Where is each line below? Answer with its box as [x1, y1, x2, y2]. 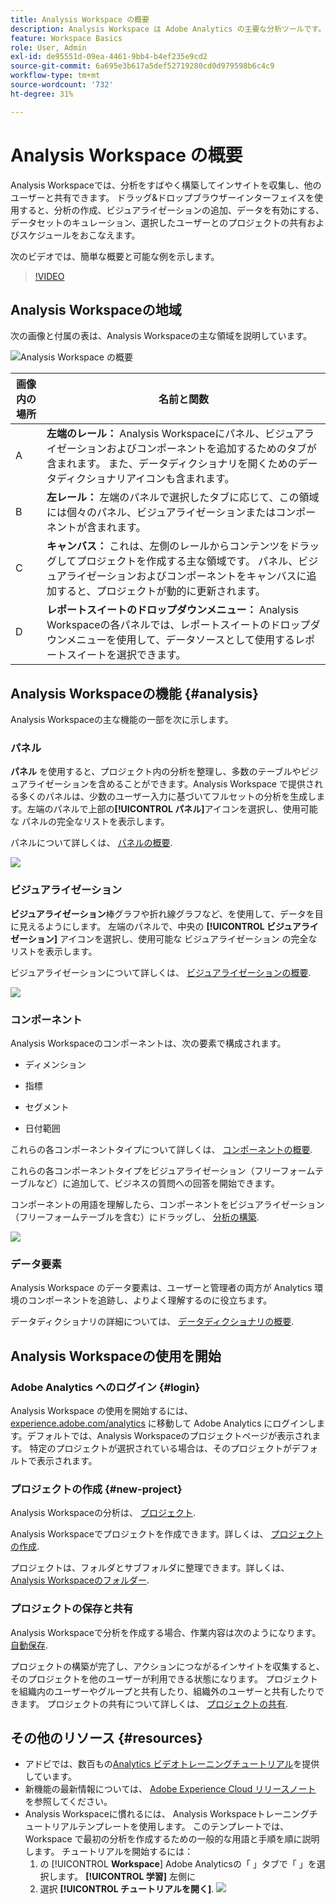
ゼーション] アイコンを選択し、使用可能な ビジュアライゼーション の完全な [10, 932, 318, 945]
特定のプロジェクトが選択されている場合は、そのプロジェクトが [29, 1442, 293, 1455]
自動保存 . [10, 1639, 49, 1651]
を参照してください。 [24, 1796, 113, 1808]
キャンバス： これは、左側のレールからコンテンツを [46, 539, 290, 553]
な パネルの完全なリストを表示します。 [10, 816, 170, 828]
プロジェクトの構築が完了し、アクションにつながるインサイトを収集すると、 [10, 1660, 325, 1672]
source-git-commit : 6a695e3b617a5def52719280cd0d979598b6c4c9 [10, 61, 275, 71]
